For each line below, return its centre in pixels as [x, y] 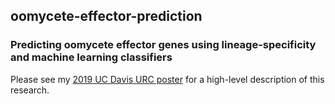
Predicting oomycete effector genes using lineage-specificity [163, 45]
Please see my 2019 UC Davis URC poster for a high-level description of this [167, 79]
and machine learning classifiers [91, 57]
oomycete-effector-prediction [106, 16]
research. [30, 90]
